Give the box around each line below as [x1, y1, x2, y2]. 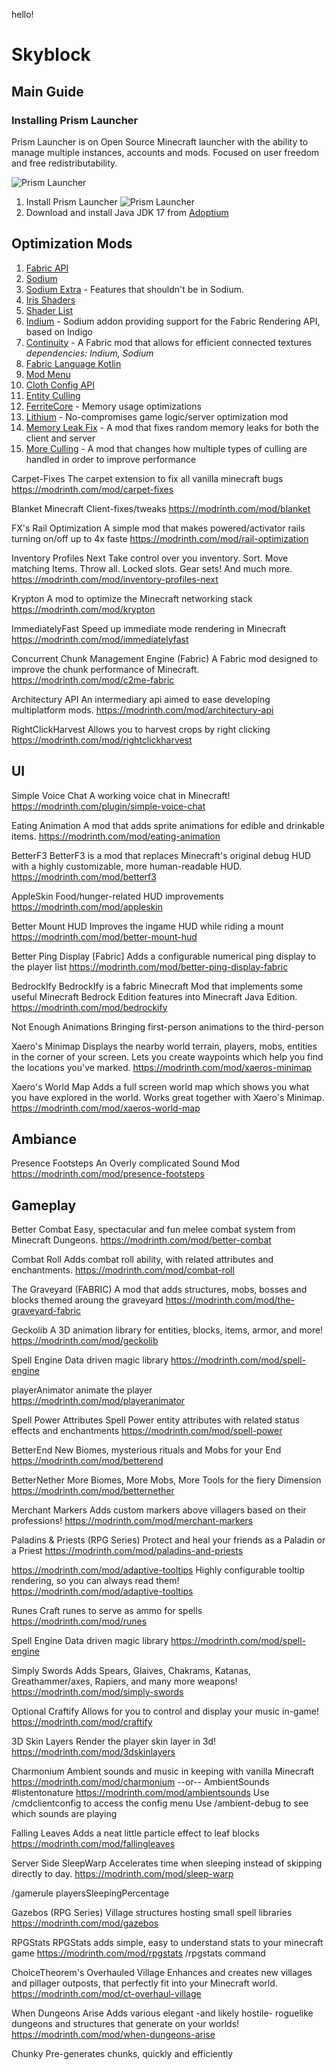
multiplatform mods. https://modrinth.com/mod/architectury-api [11, 704, 274, 716]
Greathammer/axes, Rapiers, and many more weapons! [11, 1675, 238, 1688]
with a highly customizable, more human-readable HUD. [11, 860, 243, 872]
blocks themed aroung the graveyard [11, 1294, 164, 1306]
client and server [25, 432, 96, 444]
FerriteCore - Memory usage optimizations [25, 400, 202, 412]
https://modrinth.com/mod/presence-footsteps [11, 1168, 205, 1180]
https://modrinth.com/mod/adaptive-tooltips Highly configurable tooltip [11, 1564, 306, 1576]
